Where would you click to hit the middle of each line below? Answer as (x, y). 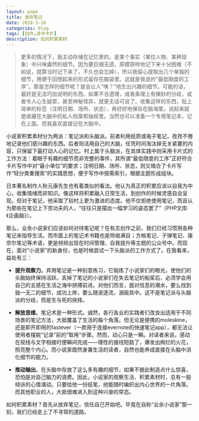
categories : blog (28, 28)
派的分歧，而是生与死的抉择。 (51, 300)
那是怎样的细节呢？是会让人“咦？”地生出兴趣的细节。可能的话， (111, 86)
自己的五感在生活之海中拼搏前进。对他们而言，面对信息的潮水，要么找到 (103, 285)
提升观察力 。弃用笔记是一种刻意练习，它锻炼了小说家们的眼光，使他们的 (103, 270)
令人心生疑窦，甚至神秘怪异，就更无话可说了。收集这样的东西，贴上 (109, 101)
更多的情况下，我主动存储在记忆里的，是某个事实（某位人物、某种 (101, 57)
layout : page (22, 12)
